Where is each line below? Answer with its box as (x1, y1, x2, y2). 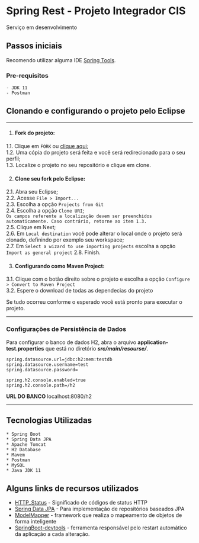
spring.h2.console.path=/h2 (6, 382, 76, 388)
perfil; (6, 155, 21, 162)
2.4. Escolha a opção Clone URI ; (6, 207, 85, 214)
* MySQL (6, 462, 25, 468)
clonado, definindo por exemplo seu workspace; (6, 236, 124, 243)
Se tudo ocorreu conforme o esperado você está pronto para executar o (6, 298, 182, 306)
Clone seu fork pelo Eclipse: (14, 175, 86, 182)
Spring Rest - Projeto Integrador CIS (6, 4, 186, 18)
